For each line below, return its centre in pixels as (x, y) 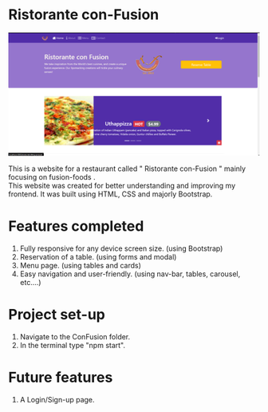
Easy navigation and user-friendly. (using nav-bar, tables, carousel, (130, 274)
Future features (61, 378)
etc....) (30, 282)
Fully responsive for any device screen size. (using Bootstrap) (121, 248)
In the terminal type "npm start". (73, 345)
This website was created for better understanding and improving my (122, 186)
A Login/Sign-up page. (57, 399)
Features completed (76, 226)
